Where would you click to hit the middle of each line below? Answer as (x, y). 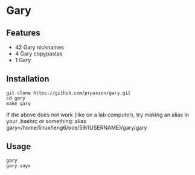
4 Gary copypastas (39, 54)
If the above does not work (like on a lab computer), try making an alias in (97, 115)
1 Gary (23, 60)
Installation (28, 79)
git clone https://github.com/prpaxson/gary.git (69, 93)
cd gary (16, 98)
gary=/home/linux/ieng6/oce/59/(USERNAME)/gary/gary (77, 127)
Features (23, 33)
